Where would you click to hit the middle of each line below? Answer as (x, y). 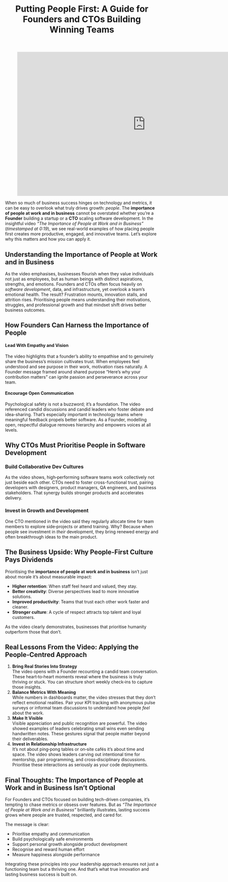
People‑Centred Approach (46, 655)
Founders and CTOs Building (82, 19)
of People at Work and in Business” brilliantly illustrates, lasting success (77, 810)
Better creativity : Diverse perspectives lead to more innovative (76, 591)
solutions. (22, 596)
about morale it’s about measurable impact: (48, 576)
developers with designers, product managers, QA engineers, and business (81, 488)
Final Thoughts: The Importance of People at (74, 780)
